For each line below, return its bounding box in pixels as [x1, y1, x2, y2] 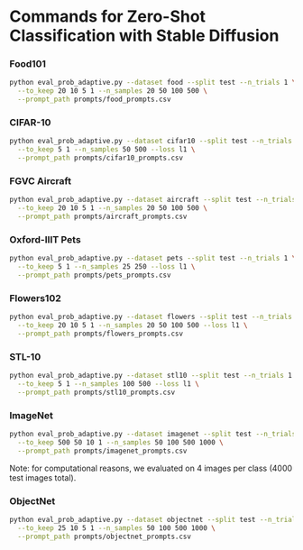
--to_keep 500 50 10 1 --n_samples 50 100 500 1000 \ [17, 437, 224, 447]
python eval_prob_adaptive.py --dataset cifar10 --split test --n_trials [9, 137, 293, 146]
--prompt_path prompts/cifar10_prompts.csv [17, 153, 183, 163]
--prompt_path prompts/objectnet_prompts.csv [17, 532, 192, 541]
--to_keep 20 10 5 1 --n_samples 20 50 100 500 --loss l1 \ [17, 321, 248, 330]
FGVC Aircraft [9, 174, 72, 187]
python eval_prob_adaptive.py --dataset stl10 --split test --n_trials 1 [9, 371, 293, 380]
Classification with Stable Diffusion [9, 25, 280, 46]
